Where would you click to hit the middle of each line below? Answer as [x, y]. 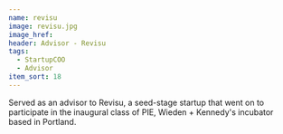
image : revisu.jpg [43, 26]
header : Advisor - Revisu [57, 43]
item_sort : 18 [35, 77]
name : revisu [33, 18]
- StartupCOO [41, 60]
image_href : [31, 34]
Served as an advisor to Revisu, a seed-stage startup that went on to [136, 102]
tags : [19, 52]
